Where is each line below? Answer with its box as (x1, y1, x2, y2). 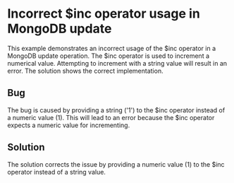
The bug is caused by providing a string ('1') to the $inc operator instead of (7, 105, 226, 114)
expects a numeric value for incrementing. (7, 121, 130, 129)
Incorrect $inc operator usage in (7, 6, 201, 22)
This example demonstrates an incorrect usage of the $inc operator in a (7, 44, 216, 52)
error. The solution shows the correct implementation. (7, 66, 164, 75)
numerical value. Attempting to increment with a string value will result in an (7, 59, 228, 67)
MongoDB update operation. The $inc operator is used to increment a (7, 52, 210, 60)
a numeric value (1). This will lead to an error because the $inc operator (7, 113, 215, 122)
